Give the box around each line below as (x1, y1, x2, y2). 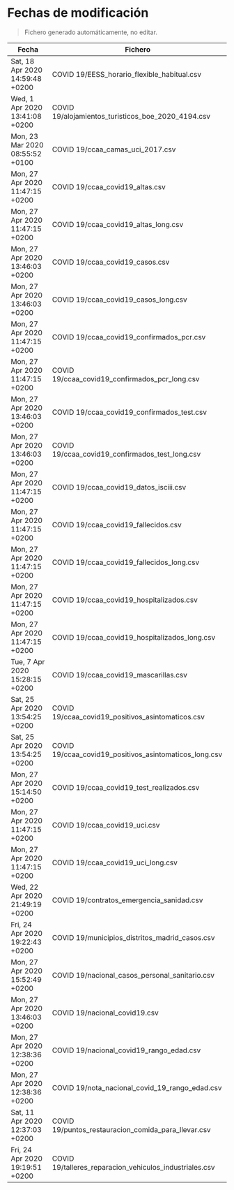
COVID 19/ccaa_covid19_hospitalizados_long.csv (52, 632, 216, 642)
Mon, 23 (10, 131, 38, 141)
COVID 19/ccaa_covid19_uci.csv (52, 820, 160, 830)
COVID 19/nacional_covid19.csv (52, 1008, 159, 1018)
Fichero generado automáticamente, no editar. (24, 28, 158, 36)
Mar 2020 (10, 140, 44, 149)
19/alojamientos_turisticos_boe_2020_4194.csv (52, 111, 211, 121)
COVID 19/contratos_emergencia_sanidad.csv (52, 895, 203, 905)
